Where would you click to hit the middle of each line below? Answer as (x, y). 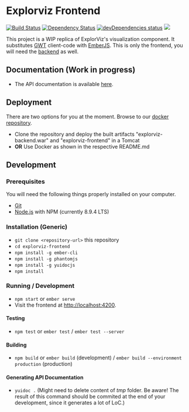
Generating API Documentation (45, 377)
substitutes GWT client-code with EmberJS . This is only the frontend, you (94, 45)
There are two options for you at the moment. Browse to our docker (87, 116)
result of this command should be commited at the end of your (90, 397)
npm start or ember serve (45, 298)
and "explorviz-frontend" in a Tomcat (94, 140)
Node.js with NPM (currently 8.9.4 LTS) (62, 212)
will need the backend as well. (42, 51)
